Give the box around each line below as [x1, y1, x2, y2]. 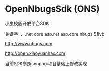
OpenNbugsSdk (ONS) [5, 3, 100, 15]
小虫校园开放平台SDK [5, 20, 49, 26]
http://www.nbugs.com [5, 40, 53, 46]
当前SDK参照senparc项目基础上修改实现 [5, 60, 87, 66]
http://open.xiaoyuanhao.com [5, 50, 66, 56]
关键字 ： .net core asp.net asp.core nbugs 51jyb [5, 31, 105, 36]
